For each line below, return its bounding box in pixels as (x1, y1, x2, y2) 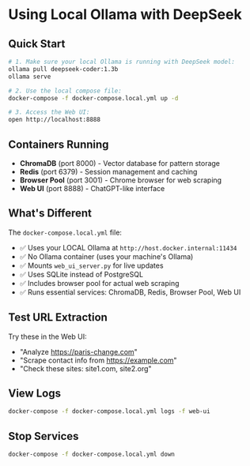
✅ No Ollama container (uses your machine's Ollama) (19, 251, 194, 261)
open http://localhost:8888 (8, 116, 101, 124)
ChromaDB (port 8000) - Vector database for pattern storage (19, 158, 220, 167)
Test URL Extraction (8, 310, 108, 325)
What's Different (8, 207, 93, 220)
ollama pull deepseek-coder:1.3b (8, 65, 119, 73)
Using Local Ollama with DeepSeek (8, 6, 243, 24)
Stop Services (8, 429, 79, 443)
